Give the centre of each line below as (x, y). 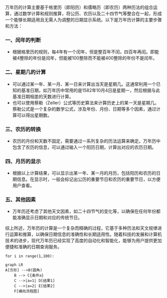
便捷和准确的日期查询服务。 (34, 247)
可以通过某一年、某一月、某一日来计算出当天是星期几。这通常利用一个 (84, 84)
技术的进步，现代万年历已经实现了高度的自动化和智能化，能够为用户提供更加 (83, 241)
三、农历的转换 (23, 129)
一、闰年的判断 (23, 40)
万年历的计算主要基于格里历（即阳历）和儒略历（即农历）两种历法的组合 (79, 7)
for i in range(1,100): (30, 256)
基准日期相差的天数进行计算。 (43, 97)
